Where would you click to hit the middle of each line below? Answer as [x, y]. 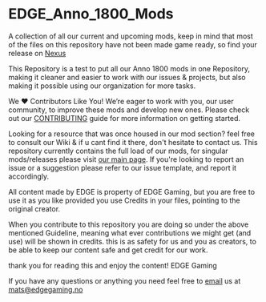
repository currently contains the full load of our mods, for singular [118, 151]
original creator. [34, 208]
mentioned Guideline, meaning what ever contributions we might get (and [130, 232]
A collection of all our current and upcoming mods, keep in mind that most [131, 36]
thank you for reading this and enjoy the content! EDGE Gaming [113, 265]
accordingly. [29, 176]
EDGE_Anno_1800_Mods [91, 14]
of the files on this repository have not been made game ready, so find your [133, 44]
